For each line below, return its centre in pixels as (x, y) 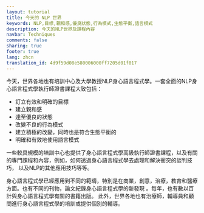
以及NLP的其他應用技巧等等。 (55, 167)
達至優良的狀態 (34, 117)
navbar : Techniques (31, 35)
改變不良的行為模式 (39, 124)
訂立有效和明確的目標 (42, 102)
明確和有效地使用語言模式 (47, 139)
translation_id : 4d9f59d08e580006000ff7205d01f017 (72, 63)
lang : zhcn (20, 57)
